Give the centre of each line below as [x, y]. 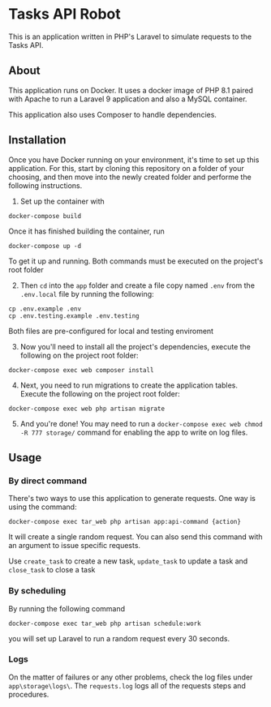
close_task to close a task [52, 570]
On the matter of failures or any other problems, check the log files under [131, 677]
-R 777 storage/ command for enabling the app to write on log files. [134, 432]
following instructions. [45, 185]
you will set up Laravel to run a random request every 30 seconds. [119, 638]
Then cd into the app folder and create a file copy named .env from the [138, 285]
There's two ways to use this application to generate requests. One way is [132, 499]
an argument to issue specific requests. [74, 546]
